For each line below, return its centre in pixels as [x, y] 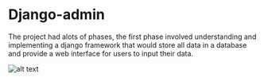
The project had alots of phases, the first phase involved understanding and [132, 37]
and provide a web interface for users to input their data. [101, 53]
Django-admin [56, 15]
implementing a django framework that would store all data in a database [128, 44]
